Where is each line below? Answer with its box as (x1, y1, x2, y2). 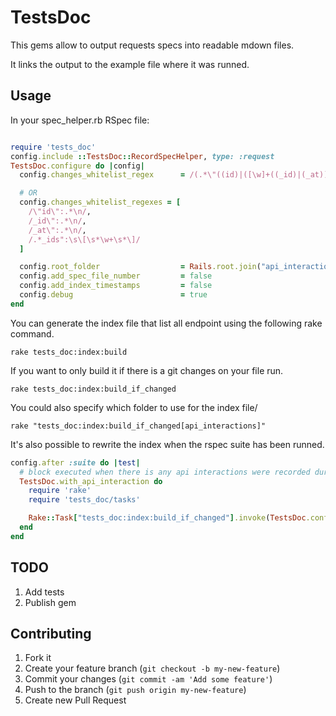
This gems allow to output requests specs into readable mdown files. (10, 39, 295, 51)
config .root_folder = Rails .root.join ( (19, 262, 262, 272)
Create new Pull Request (24, 694, 127, 706)
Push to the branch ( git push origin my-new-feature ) (24, 684, 247, 696)
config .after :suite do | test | (10, 457, 141, 468)
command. (10, 327, 55, 340)
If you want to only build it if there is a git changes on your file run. (10, 364, 284, 376)
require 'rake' (28, 486, 92, 496)
